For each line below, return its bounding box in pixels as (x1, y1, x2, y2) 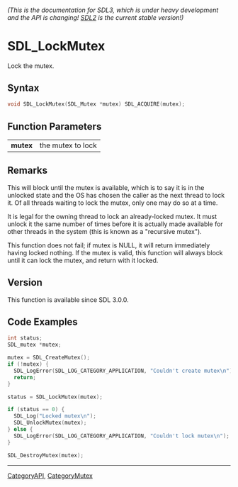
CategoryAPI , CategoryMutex (7, 471, 93, 480)
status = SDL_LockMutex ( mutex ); (7, 393, 103, 401)
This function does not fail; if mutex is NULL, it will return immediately (7, 241, 210, 250)
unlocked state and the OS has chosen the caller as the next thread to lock (7, 191, 225, 199)
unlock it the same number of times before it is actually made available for (7, 220, 223, 228)
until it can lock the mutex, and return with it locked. (7, 256, 159, 264)
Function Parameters (7, 121, 102, 133)
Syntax (7, 82, 40, 94)
